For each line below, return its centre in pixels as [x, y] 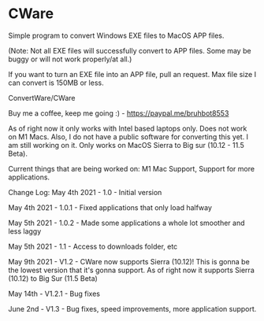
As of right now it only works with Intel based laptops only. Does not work [128, 128]
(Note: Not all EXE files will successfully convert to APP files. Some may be [130, 50]
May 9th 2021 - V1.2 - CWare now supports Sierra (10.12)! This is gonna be [129, 261]
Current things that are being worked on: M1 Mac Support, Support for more [131, 168]
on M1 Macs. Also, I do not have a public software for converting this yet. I [128, 137]
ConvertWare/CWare [42, 98]
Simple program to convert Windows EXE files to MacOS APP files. [116, 35]
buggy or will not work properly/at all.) [70, 59]
